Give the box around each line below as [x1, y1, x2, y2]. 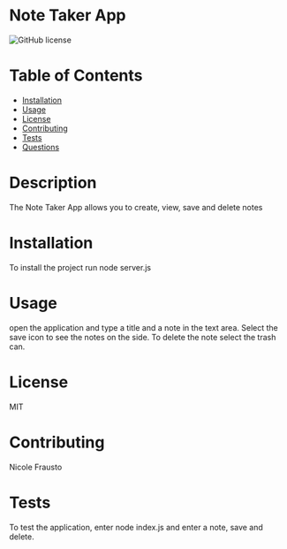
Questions [21, 141, 60, 152]
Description [9, 173, 97, 193]
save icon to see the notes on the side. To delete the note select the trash [9, 332, 276, 342]
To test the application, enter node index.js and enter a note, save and [9, 522, 263, 532]
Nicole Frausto [9, 461, 63, 472]
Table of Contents [9, 65, 143, 86]
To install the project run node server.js [9, 262, 152, 272]
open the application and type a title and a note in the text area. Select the [9, 322, 278, 332]
